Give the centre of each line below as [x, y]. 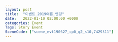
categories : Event [24, 23]
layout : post [19, 9]
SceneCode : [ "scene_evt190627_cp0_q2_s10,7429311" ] [59, 32]
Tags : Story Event [24, 28]
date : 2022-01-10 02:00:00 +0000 [42, 18]
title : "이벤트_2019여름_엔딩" [35, 14]
